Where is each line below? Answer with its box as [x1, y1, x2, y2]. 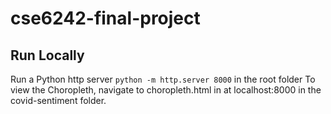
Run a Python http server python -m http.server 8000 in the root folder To [10, 73, 316, 85]
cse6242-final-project [10, 7, 201, 30]
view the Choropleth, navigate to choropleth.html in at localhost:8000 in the [10, 84, 322, 96]
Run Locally [10, 47, 85, 64]
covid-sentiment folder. [10, 95, 107, 106]
